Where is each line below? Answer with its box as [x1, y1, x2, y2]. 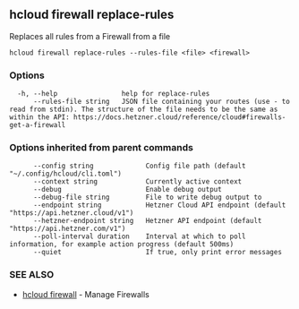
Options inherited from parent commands [9, 142, 194, 154]
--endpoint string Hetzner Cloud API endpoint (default [32, 201, 286, 210]
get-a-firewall [9, 121, 66, 130]
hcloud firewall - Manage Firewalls [21, 288, 149, 299]
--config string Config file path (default [32, 161, 246, 171]
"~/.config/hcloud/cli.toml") [9, 169, 123, 178]
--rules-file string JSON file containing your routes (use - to [32, 98, 291, 107]
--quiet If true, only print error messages [32, 248, 282, 257]
